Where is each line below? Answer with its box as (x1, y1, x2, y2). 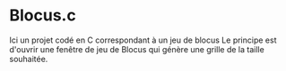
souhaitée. (9, 53, 48, 64)
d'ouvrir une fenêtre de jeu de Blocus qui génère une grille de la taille (9, 43, 264, 54)
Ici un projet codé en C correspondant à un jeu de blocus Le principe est (9, 35, 277, 45)
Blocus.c (9, 5, 76, 26)
